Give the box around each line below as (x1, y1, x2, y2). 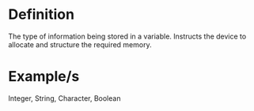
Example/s (8, 68, 80, 86)
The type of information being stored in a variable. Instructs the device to (8, 31, 247, 41)
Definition (8, 6, 75, 24)
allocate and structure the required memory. (8, 39, 152, 49)
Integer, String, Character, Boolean (8, 93, 121, 103)
